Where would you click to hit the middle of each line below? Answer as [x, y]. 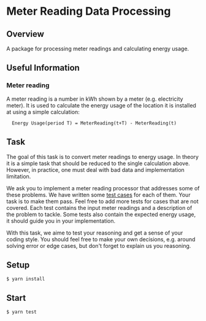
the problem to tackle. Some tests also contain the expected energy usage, [101, 214]
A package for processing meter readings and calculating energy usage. [98, 48]
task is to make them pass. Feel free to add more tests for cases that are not [103, 201]
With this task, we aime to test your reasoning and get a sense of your [95, 233]
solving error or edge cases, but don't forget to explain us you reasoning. [99, 246]
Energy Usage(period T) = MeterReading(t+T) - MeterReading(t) [94, 123]
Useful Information [43, 68]
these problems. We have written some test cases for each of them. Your [99, 195]
